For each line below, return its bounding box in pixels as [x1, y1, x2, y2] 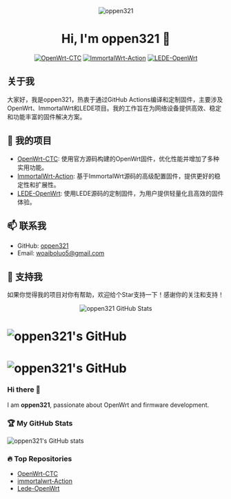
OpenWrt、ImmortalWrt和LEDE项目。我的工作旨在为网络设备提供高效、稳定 [7, 104, 222, 112]
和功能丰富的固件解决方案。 [7, 112, 86, 120]
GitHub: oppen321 [17, 242, 69, 250]
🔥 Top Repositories [7, 454, 72, 464]
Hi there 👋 [7, 385, 41, 394]
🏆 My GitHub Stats [7, 418, 73, 428]
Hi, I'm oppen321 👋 [61, 31, 171, 47]
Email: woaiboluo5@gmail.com [17, 249, 105, 257]
